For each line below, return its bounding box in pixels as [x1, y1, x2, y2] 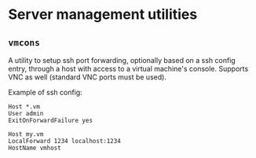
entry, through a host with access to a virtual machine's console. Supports [8, 64, 249, 73]
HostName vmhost [8, 144, 61, 152]
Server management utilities [8, 6, 198, 24]
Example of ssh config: [8, 88, 82, 97]
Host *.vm [8, 103, 41, 111]
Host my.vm [8, 130, 44, 138]
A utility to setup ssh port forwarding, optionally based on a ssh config [8, 56, 236, 64]
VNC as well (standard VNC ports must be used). [8, 72, 167, 82]
